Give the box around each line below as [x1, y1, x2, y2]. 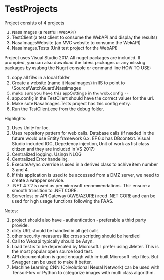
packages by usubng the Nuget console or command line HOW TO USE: [4, 65, 151, 71]
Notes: [4, 208, 18, 214]
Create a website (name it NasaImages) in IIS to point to [11, 80, 125, 86]
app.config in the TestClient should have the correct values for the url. [11, 95, 154, 101]
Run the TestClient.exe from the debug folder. [11, 106, 104, 112]
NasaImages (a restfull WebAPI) [11, 29, 77, 35]
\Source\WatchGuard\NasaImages [11, 85, 81, 91]
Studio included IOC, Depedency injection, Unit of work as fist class [11, 140, 150, 146]
